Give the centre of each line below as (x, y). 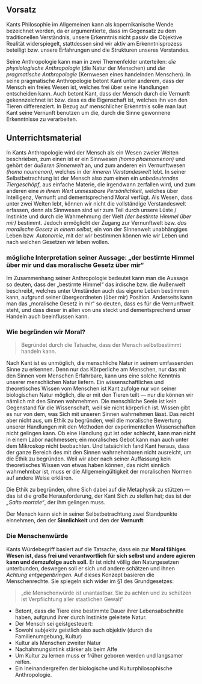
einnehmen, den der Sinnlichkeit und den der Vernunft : (76, 521)
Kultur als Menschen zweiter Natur (58, 643)
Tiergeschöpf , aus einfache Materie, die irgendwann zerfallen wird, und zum (101, 184)
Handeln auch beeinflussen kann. (47, 316)
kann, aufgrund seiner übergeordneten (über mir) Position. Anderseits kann (99, 297)
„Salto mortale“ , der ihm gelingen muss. (56, 502)
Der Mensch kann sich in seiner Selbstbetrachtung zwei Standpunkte (92, 514)
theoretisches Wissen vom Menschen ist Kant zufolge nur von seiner (91, 389)
